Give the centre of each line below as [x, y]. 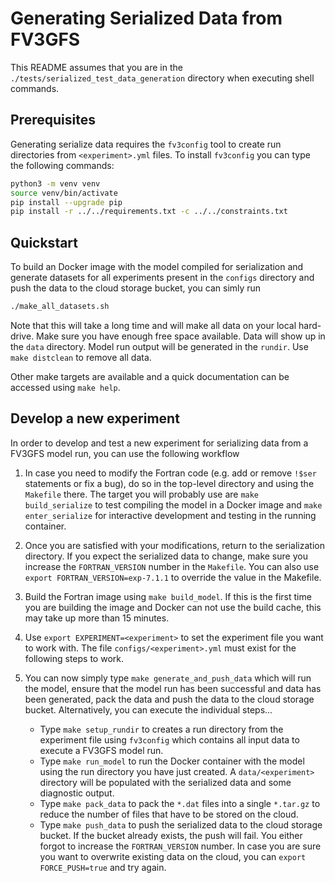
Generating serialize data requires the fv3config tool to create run [146, 144]
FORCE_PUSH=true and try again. [103, 867]
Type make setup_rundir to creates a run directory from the [161, 729]
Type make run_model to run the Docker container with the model [172, 761]
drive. [22, 336]
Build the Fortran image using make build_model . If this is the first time [168, 596]
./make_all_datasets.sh [60, 307]
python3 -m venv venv [55, 183]
